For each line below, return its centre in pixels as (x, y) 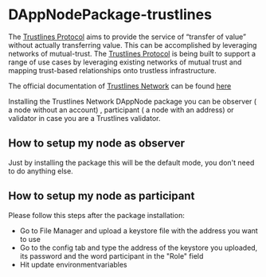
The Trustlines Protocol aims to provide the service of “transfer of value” (127, 37)
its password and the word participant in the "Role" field (111, 256)
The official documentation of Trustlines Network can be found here (120, 86)
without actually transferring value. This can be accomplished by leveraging (133, 45)
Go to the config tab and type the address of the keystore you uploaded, (139, 248)
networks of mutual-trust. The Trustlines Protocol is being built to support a (132, 53)
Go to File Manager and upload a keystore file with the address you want (139, 230)
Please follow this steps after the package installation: (96, 215)
